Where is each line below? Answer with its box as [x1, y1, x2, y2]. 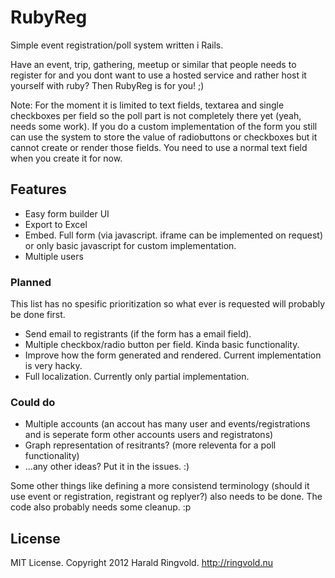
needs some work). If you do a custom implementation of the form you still [10, 120, 318, 132]
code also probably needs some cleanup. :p [10, 501, 192, 513]
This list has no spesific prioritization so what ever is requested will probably [10, 298, 326, 310]
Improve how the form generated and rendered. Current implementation [24, 349, 322, 361]
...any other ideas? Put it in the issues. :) [24, 461, 190, 473]
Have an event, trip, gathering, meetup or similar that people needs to [10, 58, 297, 70]
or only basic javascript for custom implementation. [24, 239, 237, 251]
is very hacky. [24, 360, 83, 372]
